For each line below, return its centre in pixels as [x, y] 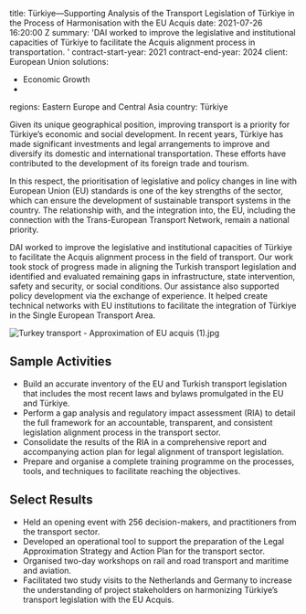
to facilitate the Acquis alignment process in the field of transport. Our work [152, 257]
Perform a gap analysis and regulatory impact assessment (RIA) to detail [159, 413]
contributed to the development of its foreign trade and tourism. [129, 163]
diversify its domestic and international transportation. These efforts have [148, 153]
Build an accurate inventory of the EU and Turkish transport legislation [155, 384]
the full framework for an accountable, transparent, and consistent [148, 422]
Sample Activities [61, 361]
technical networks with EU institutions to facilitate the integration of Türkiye [153, 306]
